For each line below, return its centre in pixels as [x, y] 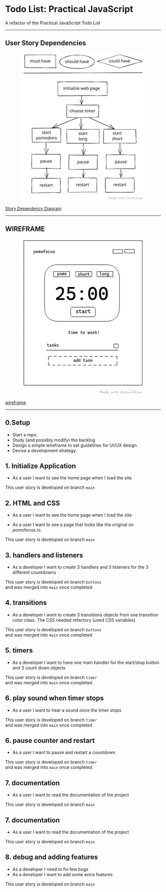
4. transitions [26, 603]
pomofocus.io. [27, 530]
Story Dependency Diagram [33, 209]
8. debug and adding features [51, 857]
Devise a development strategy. [44, 450]
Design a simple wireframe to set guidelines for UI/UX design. [75, 445]
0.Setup [18, 423]
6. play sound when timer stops [54, 698]
